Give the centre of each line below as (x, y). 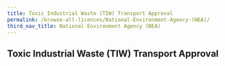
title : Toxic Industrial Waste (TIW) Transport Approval (90, 13)
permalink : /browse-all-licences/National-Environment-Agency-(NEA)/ (109, 20)
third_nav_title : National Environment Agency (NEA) (84, 26)
